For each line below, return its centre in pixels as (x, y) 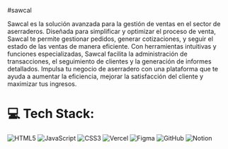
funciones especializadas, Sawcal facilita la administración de (97, 54)
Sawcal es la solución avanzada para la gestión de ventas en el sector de (114, 24)
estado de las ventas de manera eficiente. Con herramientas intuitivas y (112, 46)
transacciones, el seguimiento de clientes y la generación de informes (109, 61)
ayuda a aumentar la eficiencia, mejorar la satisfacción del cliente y (106, 76)
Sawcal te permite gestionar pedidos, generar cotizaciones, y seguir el (110, 39)
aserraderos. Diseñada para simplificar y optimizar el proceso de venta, (112, 31)
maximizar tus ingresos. (42, 84)
